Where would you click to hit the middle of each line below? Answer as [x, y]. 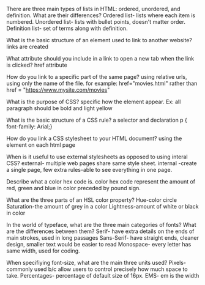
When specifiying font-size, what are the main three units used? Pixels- [96, 263]
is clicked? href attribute [37, 65]
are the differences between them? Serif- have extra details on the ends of [100, 231]
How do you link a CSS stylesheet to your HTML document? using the [94, 138]
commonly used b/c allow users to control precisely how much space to [97, 269]
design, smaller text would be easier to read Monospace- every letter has [99, 244]
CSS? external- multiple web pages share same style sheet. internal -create [102, 163]
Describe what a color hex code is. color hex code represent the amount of [101, 182]
